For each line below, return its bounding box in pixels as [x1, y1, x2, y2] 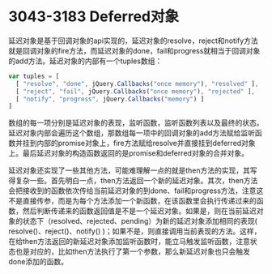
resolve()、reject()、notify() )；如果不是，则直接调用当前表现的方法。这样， [8, 226, 261, 236]
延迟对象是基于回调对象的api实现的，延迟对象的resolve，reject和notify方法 [8, 36, 259, 45]
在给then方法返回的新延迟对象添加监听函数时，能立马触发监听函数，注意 [8, 237, 251, 246]
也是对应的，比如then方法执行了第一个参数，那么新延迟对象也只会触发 [15, 246, 251, 256]
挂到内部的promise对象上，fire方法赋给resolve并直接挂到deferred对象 [22, 139, 257, 148]
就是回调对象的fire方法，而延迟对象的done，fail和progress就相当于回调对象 [8, 45, 261, 55]
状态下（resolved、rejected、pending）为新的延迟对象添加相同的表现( [22, 216, 257, 226]
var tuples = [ [8, 72, 60, 80]
